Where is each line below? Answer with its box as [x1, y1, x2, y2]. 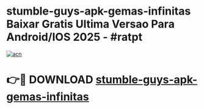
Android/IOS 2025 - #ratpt [6, 30, 142, 44]
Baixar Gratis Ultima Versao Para [6, 17, 175, 31]
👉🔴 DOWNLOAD [6, 73, 93, 86]
